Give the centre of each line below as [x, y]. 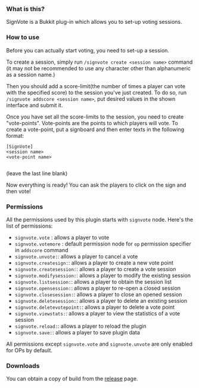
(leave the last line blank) [37, 173]
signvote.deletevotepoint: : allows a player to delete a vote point [94, 307]
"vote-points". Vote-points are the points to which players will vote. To [92, 123]
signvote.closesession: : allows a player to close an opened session [98, 294]
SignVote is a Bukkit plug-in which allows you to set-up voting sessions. [94, 22]
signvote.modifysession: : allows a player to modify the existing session [103, 275]
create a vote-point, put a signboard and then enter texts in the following [95, 129]
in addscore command [41, 250]
